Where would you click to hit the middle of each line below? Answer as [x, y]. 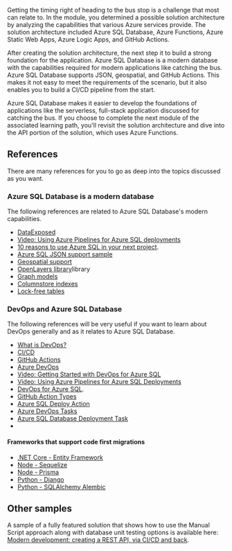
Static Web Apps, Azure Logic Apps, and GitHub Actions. [88, 40]
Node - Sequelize [42, 464]
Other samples [40, 508]
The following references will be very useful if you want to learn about [107, 324]
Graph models [37, 277]
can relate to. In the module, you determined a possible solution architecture [116, 17]
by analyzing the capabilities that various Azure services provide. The [107, 25]
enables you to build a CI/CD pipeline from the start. [81, 90]
